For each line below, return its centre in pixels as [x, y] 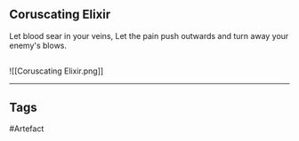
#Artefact [27, 129]
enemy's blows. [38, 45]
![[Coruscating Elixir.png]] [57, 71]
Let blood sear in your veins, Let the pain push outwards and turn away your [149, 35]
